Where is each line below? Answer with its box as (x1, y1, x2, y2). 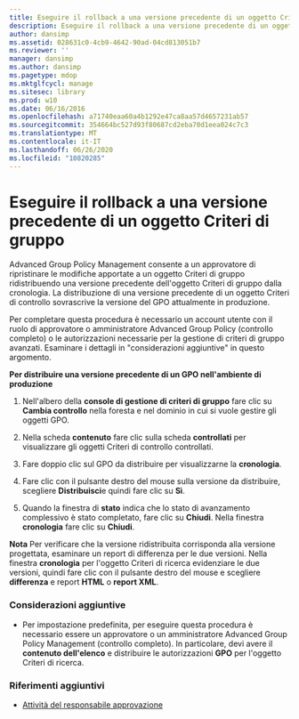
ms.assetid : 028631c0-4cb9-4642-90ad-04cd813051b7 (9, 37, 201, 47)
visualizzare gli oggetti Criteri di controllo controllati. (21, 441, 214, 452)
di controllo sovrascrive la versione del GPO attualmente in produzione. (9, 297, 271, 308)
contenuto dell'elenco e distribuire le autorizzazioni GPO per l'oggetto (21, 647, 282, 658)
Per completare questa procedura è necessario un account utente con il (9, 314, 273, 325)
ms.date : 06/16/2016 (9, 104, 86, 113)
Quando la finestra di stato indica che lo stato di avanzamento (21, 503, 251, 513)
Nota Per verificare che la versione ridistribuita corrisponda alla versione (9, 539, 276, 550)
